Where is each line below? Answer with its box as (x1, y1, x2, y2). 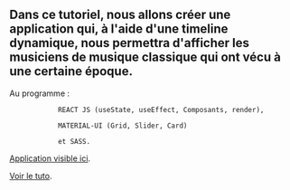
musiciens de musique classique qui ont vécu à (9, 50, 282, 65)
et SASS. (57, 137, 91, 146)
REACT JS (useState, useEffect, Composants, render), (57, 105, 265, 114)
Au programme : (9, 88, 70, 99)
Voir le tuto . (9, 170, 52, 181)
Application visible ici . (9, 153, 91, 164)
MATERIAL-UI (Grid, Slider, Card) (57, 121, 188, 130)
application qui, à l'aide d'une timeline (9, 22, 229, 37)
